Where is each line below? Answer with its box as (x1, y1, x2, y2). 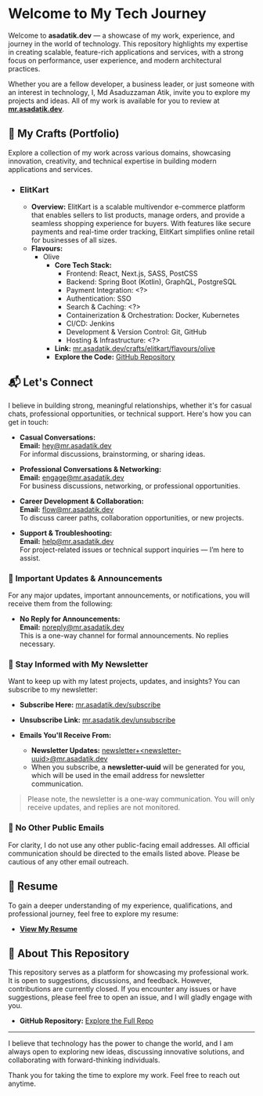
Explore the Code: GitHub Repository (54, 353, 175, 362)
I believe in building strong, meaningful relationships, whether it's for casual (8, 400, 252, 410)
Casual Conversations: (19, 433, 96, 442)
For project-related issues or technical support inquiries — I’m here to (19, 545, 244, 554)
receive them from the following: (8, 599, 113, 608)
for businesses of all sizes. (31, 236, 117, 245)
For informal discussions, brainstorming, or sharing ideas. (19, 449, 206, 458)
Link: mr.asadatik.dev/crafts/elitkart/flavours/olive (54, 344, 215, 353)
